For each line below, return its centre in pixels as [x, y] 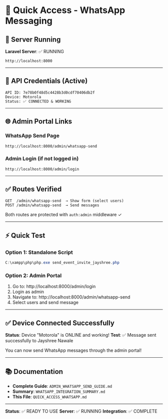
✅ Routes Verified [33, 189]
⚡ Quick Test [25, 236]
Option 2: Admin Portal [33, 275]
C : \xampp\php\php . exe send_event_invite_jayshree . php [62, 263]
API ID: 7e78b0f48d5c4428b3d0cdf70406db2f [50, 92]
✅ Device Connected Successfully [60, 323]
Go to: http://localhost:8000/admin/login [54, 287]
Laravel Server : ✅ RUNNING [34, 51]
